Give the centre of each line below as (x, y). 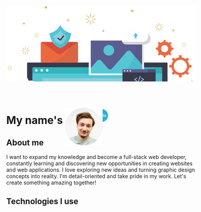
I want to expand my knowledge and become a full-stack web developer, (96, 157)
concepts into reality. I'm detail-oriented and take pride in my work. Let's (96, 176)
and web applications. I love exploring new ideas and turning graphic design (101, 170)
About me (25, 142)
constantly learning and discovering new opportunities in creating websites (99, 163)
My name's (35, 120)
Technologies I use (42, 201)
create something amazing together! (51, 182)
